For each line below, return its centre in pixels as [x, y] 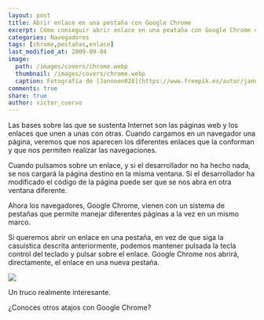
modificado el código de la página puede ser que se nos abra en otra [120, 182]
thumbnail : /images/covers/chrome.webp [81, 74]
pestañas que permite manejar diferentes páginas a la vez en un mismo [124, 214]
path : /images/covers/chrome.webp [71, 67]
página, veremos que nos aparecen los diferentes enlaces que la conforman [131, 142]
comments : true [33, 88]
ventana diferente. [38, 191]
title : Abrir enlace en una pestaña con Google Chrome [100, 23]
